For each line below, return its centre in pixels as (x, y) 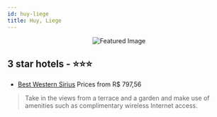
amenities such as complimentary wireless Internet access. (111, 106)
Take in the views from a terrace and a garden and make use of (117, 98)
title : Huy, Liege (34, 21)
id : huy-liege (28, 14)
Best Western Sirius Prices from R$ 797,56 (79, 84)
